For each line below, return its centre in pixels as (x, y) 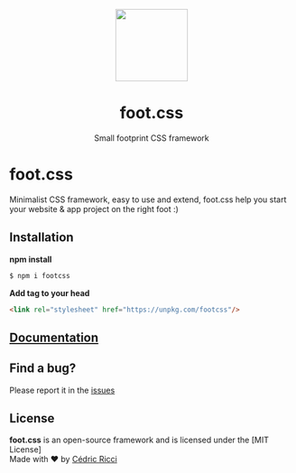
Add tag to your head (50, 292)
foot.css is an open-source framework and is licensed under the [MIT (139, 440)
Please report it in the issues (62, 390)
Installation (42, 238)
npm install (31, 259)
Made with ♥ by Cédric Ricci (63, 459)
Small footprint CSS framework (152, 138)
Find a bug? (43, 369)
